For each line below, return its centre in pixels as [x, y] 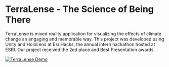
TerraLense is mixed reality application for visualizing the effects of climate [83, 33]
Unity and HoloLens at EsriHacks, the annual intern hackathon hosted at [80, 44]
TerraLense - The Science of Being [80, 9]
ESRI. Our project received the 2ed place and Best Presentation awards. [80, 49]
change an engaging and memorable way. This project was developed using [85, 39]
